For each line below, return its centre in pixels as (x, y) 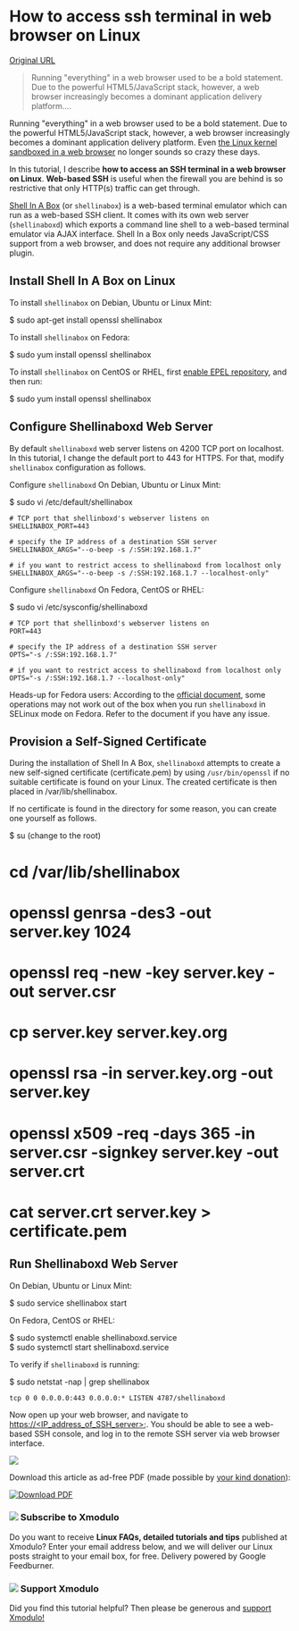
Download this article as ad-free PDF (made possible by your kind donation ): (150, 1477)
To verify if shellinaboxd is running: (75, 1364)
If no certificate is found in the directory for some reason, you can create (143, 809)
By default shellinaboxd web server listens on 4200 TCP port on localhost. (146, 448)
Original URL (33, 60)
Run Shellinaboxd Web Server (94, 1264)
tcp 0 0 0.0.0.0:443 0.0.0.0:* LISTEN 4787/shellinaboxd (117, 1398)
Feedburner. (32, 1565)
